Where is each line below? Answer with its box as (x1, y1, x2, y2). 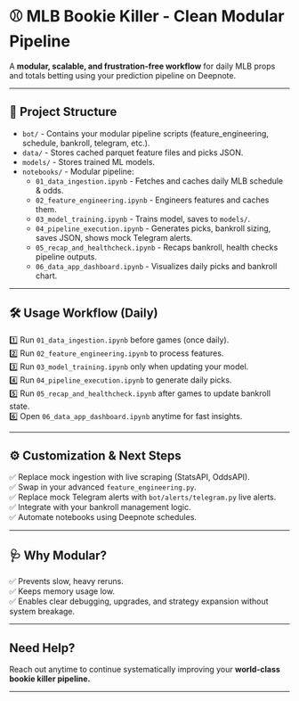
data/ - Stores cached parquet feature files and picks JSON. (21, 147, 244, 158)
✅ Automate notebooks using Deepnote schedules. (9, 512, 198, 523)
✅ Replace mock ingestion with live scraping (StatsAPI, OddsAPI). (9, 472, 251, 482)
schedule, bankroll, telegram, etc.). (21, 137, 150, 148)
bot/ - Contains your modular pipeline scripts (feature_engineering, (21, 128, 270, 138)
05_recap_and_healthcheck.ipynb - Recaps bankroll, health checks (35, 242, 279, 252)
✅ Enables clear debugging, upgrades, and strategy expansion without (9, 596, 269, 606)
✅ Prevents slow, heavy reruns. (9, 576, 125, 587)
